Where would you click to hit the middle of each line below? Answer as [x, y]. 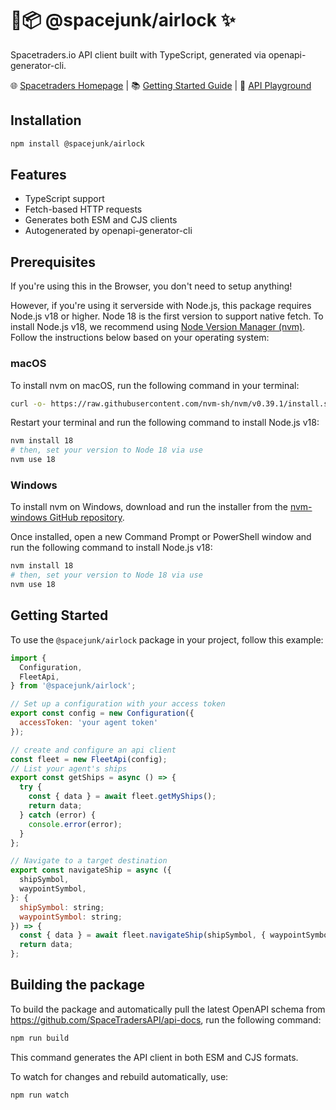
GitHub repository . [87, 518]
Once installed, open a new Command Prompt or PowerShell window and [161, 537]
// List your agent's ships [69, 768]
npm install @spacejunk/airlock [77, 143]
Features [38, 175]
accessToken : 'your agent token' [89, 723]
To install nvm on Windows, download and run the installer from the [149, 507]
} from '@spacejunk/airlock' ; [73, 686]
